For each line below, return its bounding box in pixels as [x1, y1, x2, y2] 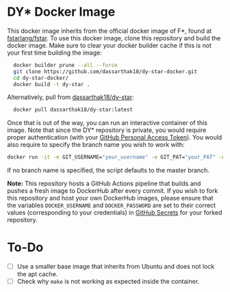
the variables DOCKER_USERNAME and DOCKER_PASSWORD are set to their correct [7, 201, 216, 209]
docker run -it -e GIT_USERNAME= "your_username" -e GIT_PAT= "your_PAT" [7, 154, 216, 161]
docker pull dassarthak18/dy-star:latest [13, 107, 133, 114]
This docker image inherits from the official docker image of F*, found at [7, 27, 212, 35]
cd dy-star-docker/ [13, 75, 69, 81]
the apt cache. [16, 270, 58, 278]
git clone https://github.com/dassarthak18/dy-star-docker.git [13, 68, 197, 75]
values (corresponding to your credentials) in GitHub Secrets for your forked [7, 209, 222, 217]
